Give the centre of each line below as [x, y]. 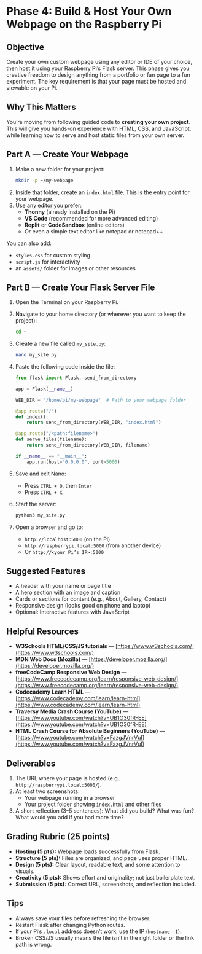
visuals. [25, 871]
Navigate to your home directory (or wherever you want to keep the [100, 314]
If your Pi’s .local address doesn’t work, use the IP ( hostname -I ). [99, 931]
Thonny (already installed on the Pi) [70, 212]
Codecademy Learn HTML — [53, 692]
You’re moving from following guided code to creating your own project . [99, 122]
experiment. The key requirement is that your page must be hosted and [96, 81]
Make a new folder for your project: [60, 169]
